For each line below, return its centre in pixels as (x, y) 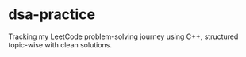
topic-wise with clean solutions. (60, 44)
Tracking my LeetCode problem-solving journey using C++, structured (123, 36)
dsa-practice (52, 15)
